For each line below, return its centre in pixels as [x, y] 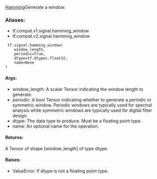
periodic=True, [30, 54]
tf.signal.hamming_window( [35, 45]
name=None [24, 63]
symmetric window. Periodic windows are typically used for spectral [82, 105]
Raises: [13, 160]
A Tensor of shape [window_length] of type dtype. [57, 148]
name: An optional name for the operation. [56, 126]
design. [20, 115]
